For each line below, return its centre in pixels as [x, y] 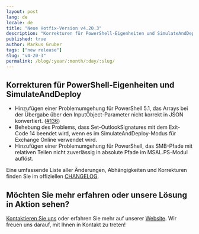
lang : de [17, 17]
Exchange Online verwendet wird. [56, 140]
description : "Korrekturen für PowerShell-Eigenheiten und [81, 34]
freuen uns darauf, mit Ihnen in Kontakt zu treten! [66, 225]
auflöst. [24, 159]
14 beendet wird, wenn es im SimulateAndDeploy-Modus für [103, 134]
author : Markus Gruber [34, 45]
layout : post [22, 12]
